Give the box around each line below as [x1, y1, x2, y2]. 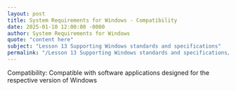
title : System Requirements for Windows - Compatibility [7, 17, 178, 24]
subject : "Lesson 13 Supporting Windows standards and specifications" [7, 43, 221, 50]
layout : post [7, 10, 46, 17]
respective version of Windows [7, 76, 97, 84]
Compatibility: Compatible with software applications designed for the [7, 68, 209, 77]
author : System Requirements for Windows [7, 29, 131, 37]
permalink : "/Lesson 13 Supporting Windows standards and [7, 50, 181, 57]
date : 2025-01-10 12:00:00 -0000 [7, 23, 105, 30]
